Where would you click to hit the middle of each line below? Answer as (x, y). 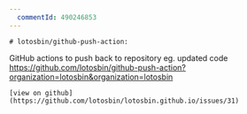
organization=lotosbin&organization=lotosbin (91, 77)
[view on (25, 93)
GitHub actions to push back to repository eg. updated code (119, 57)
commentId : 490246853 (57, 17)
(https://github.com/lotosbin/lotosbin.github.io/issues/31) (124, 101)
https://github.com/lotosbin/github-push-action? (97, 67)
